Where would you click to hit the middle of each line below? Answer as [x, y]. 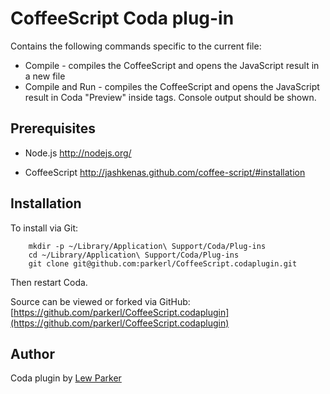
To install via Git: [44, 228]
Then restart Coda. [49, 282]
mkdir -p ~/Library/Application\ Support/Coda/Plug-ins [147, 246]
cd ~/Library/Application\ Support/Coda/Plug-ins [134, 255]
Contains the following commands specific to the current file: [136, 46]
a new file [45, 76]
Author [32, 353]
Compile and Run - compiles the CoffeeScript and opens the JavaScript [172, 86]
